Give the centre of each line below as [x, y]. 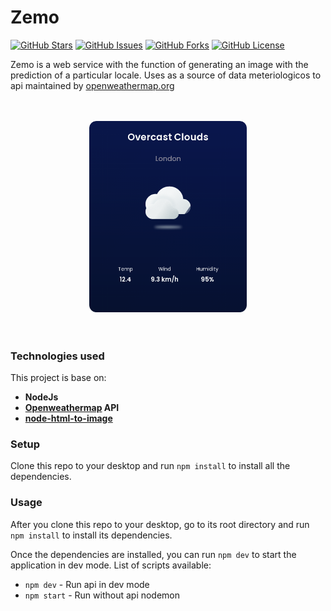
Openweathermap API [72, 408]
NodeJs [41, 397]
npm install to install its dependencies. [91, 535]
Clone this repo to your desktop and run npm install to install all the [150, 466]
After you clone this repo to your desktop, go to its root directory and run [160, 524]
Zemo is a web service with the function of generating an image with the [159, 64]
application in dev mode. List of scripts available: [111, 565]
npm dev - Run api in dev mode [87, 584]
